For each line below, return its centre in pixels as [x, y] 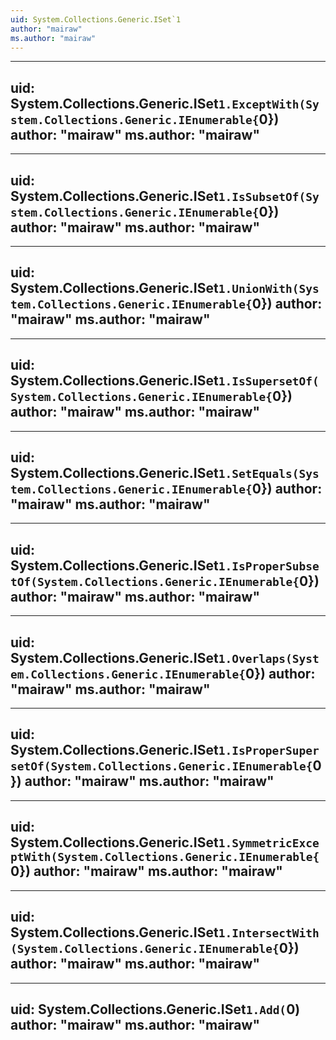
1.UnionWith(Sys [269, 289]
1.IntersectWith [269, 933]
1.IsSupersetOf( [269, 381]
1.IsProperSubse [269, 566]
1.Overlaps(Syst [269, 658]
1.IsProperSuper [269, 751]
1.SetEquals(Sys [269, 474]
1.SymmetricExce [269, 843]
